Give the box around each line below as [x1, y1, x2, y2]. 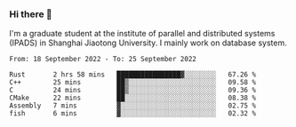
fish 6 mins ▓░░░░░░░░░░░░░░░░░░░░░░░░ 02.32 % [9, 109, 256, 118]
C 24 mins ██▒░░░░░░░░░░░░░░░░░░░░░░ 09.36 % [9, 86, 256, 95]
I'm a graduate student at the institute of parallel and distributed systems [9, 28, 276, 39]
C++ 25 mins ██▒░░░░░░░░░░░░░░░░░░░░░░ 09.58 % [9, 78, 256, 87]
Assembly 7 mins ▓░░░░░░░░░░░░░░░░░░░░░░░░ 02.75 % [9, 101, 256, 110]
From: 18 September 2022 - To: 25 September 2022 [9, 55, 197, 64]
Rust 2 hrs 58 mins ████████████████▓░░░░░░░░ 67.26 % [9, 70, 256, 79]
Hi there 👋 [9, 8, 53, 20]
